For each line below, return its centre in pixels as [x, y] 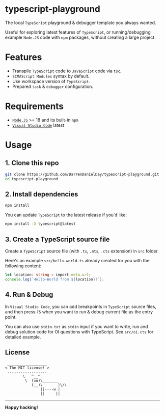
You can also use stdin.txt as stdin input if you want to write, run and [77, 326]
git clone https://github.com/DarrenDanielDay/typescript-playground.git [82, 174]
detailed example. [23, 337]
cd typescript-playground [31, 179]
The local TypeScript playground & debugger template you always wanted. [81, 23]
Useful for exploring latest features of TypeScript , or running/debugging [78, 32]
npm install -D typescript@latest [41, 224]
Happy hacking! [22, 407]
